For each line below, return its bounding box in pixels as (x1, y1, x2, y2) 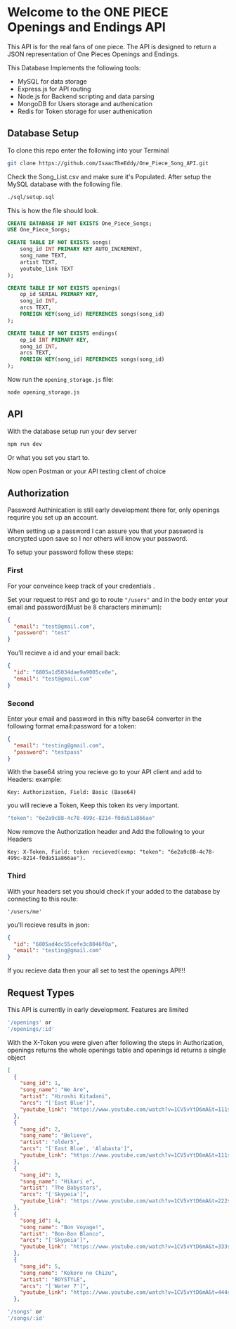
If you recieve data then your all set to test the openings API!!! (7, 966, 186, 975)
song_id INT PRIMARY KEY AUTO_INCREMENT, (20, 245, 143, 253)
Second (7, 698, 34, 708)
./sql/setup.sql (7, 193, 55, 200)
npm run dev (7, 440, 42, 447)
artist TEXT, (20, 258, 58, 266)
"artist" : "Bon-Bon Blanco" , (20, 1230, 105, 1238)
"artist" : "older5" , (20, 1138, 80, 1146)
